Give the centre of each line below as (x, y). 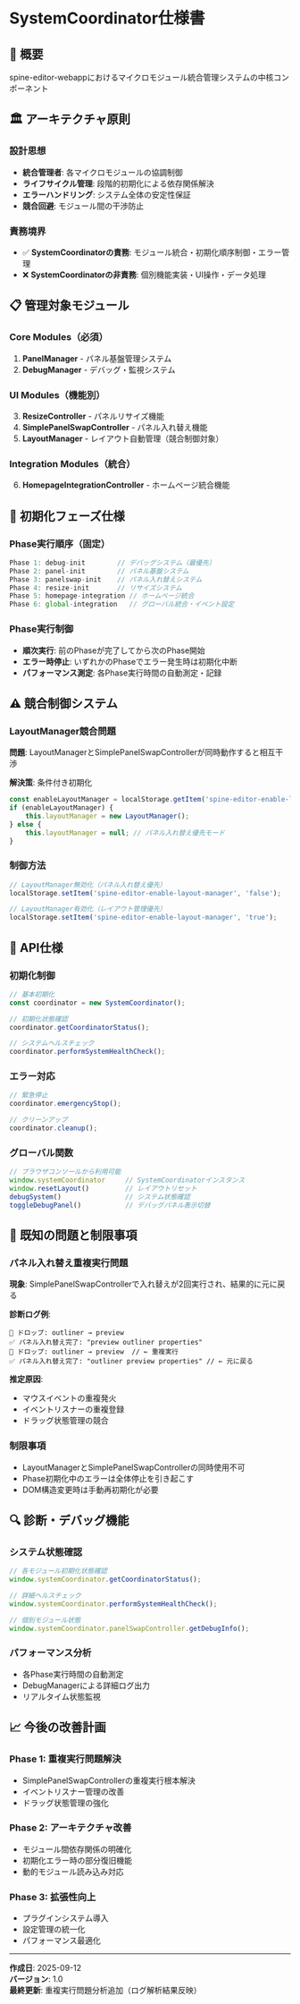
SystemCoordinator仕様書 (107, 18)
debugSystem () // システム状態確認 (100, 1197)
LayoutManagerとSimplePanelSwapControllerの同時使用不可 (133, 1467)
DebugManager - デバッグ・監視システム (99, 369)
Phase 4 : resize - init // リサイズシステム (96, 588)
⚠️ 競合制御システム (63, 703)
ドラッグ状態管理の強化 (65, 1803)
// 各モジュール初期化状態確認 (58, 1571)
